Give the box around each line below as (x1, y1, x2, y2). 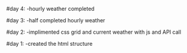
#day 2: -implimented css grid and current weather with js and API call (6, 28, 182, 36)
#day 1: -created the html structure (6, 40, 93, 47)
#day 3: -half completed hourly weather (6, 17, 106, 23)
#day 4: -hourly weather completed (6, 5, 95, 12)
